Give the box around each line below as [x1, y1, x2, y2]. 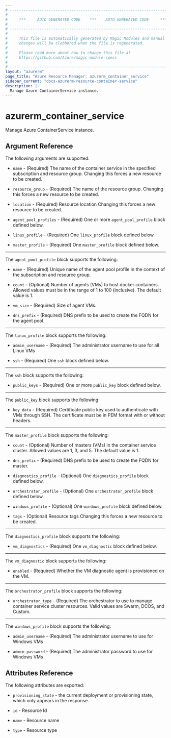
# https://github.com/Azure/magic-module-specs [5, 55, 117, 60]
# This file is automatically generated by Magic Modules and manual [5, 36, 165, 41]
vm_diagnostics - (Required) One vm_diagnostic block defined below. [12, 543, 157, 549]
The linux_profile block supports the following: [5, 332, 107, 338]
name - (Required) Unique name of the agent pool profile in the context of [12, 266, 165, 273]
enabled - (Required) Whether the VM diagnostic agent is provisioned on [12, 568, 164, 574]
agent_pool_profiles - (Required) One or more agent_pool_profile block [12, 216, 165, 223]
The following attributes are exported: [5, 682, 84, 688]
